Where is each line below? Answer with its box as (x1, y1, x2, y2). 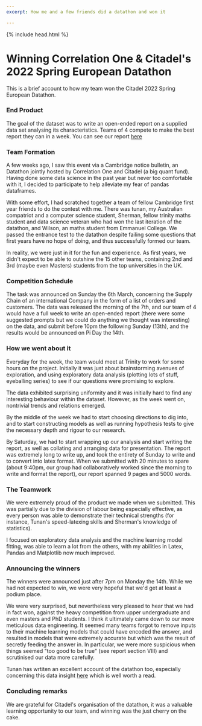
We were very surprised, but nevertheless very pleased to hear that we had (6, 602, 194, 610)
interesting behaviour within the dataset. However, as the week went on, (6, 395, 186, 402)
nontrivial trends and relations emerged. (6, 402, 106, 409)
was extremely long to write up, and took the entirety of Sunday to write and (6, 451, 195, 458)
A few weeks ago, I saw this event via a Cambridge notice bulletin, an (6, 161, 179, 169)
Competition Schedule (6, 277, 74, 286)
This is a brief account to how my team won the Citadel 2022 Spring (6, 85, 176, 92)
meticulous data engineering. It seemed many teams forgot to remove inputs (6, 622, 197, 629)
